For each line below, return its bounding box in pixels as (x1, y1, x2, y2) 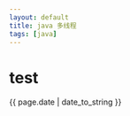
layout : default (9, 12, 69, 22)
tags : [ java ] (9, 29, 57, 38)
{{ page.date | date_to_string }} (9, 97, 122, 107)
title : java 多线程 (9, 21, 77, 30)
